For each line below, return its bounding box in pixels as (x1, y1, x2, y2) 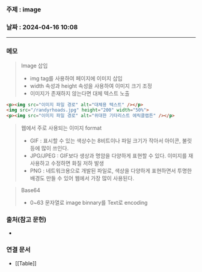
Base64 (20, 187, 41, 194)
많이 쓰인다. (41, 145, 69, 152)
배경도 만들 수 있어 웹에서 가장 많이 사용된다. (29, 175, 134, 182)
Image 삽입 (20, 62, 48, 69)
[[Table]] (14, 259, 37, 267)
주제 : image (6, 5, 41, 13)
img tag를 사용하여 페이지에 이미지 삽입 (29, 74, 123, 82)
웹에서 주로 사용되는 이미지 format (20, 124, 102, 131)
